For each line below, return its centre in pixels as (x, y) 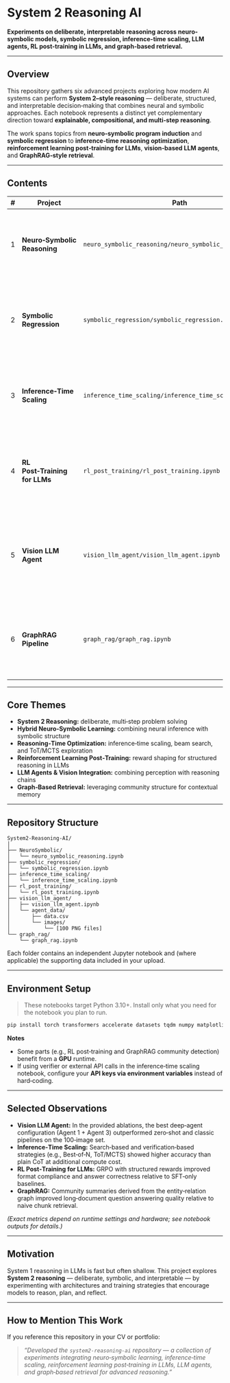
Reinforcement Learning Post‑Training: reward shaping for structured (117, 758)
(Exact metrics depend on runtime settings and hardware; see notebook (109, 1219)
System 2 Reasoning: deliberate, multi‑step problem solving (102, 722)
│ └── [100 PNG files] (55, 928)
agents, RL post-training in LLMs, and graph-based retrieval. (95, 46)
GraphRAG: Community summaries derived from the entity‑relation (112, 1191)
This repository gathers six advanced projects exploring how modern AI (108, 91)
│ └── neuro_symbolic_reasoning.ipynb (66, 856)
